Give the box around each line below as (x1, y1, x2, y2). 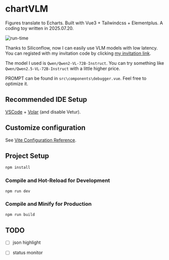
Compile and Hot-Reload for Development (5, 177, 110, 184)
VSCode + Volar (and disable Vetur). (5, 108, 81, 115)
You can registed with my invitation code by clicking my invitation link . (5, 50, 151, 56)
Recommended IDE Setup (5, 95, 88, 104)
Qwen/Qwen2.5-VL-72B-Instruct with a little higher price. (5, 65, 120, 71)
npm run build (5, 212, 35, 217)
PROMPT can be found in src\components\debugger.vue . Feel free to (5, 75, 147, 81)
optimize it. (5, 81, 29, 87)
